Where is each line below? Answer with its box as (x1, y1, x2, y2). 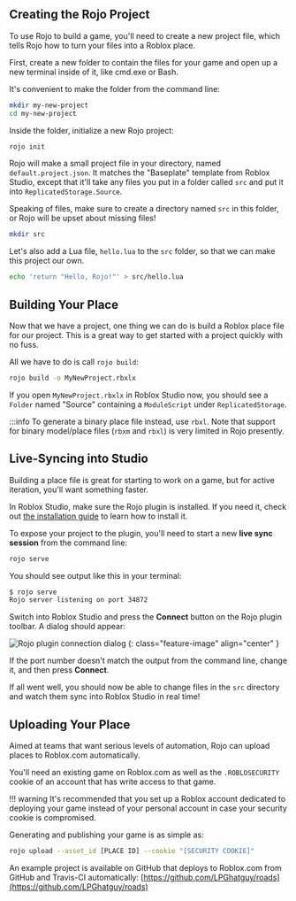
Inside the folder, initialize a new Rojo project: (9, 125, 174, 135)
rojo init (9, 142, 46, 151)
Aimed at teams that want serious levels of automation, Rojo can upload (9, 741, 270, 751)
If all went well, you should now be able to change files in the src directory (9, 682, 280, 693)
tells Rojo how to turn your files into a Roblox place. (9, 40, 196, 50)
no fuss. (9, 340, 39, 350)
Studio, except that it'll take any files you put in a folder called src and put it (9, 177, 285, 188)
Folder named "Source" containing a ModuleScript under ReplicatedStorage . (9, 398, 287, 410)
